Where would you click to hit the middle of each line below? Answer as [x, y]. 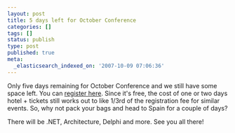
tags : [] [20, 33]
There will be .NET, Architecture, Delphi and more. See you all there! [106, 121]
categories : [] [29, 27]
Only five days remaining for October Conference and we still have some [112, 85]
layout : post [26, 14]
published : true [31, 53]
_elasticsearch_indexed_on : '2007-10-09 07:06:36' [89, 66]
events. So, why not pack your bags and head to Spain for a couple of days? [117, 108]
